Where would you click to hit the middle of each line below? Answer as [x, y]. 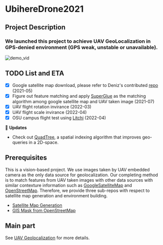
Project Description [35, 27]
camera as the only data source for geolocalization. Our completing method [81, 175]
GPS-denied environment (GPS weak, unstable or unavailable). [81, 47]
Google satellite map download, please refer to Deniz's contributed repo [85, 85]
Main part [20, 226]
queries [20, 142]
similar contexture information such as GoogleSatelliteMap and [69, 185]
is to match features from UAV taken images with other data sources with [79, 180]
